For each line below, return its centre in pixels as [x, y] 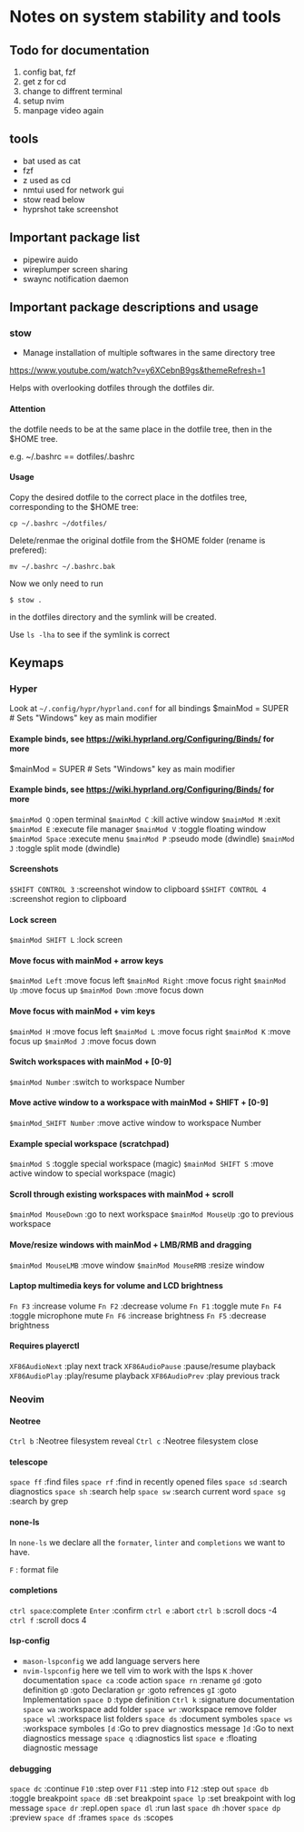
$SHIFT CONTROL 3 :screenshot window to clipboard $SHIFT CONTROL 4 [138, 889]
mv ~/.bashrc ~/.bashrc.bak [63, 566]
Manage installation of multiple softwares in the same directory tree [149, 353]
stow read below [54, 199]
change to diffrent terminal [72, 91]
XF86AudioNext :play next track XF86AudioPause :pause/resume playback [143, 1367]
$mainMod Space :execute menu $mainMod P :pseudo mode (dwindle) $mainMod [152, 838]
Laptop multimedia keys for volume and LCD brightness [117, 1286]
